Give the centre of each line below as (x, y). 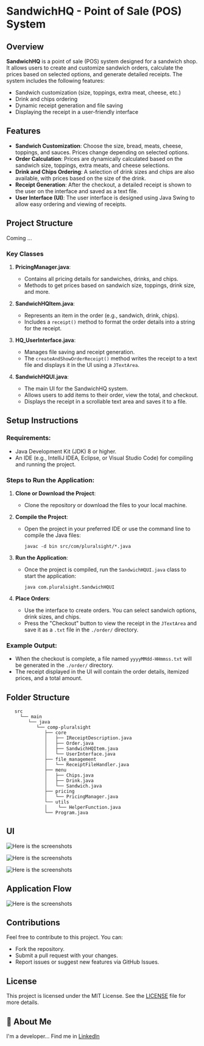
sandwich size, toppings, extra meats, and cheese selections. (92, 165)
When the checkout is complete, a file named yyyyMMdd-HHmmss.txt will (103, 659)
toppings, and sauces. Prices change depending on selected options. (102, 152)
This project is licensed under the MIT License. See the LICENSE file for (96, 996)
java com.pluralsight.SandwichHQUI (69, 587)
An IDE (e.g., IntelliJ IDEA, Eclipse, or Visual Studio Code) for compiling (104, 458)
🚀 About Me (29, 1021)
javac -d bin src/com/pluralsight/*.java (77, 546)
